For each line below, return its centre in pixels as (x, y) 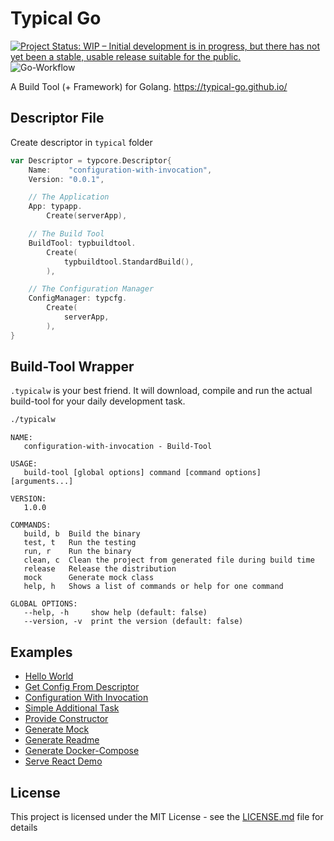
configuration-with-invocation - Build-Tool (118, 447)
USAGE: (24, 464)
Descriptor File (57, 118)
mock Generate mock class (89, 578)
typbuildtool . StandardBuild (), (129, 262)
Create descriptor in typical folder (81, 142)
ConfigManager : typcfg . (78, 298)
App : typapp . (55, 207)
